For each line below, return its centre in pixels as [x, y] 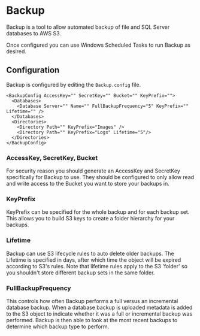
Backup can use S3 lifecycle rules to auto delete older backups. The [90, 253]
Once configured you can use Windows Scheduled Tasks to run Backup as [98, 45]
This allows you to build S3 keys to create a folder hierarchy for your [90, 219]
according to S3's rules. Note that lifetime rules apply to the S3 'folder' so [97, 266]
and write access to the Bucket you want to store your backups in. [88, 184]
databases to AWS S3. [34, 33]
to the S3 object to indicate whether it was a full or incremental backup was [99, 314]
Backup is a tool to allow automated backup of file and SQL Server [88, 27]
